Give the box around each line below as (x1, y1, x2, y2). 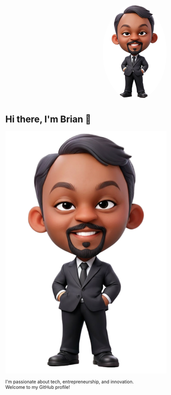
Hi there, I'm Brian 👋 (5, 113, 91, 125)
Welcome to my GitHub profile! (5, 384, 70, 390)
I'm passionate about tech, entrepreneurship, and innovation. (5, 379, 134, 385)
